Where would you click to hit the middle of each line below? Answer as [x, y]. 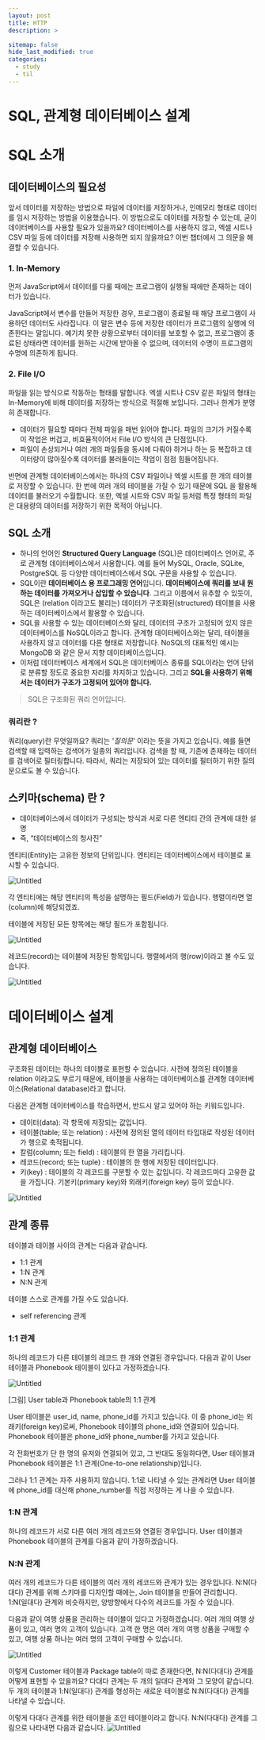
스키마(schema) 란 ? [57, 798]
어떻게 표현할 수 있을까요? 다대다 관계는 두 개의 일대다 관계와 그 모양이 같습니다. [131, 1681]
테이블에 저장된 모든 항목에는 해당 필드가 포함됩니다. [88, 924]
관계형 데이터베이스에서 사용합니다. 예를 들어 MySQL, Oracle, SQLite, [136, 564]
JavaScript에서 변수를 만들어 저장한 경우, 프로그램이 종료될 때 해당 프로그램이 [128, 314]
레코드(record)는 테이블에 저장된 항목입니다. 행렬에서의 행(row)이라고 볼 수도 [127, 957]
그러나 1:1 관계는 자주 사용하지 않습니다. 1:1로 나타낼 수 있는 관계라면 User [121, 1480]
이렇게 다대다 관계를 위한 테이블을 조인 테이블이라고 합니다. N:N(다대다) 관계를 [129, 1718]
